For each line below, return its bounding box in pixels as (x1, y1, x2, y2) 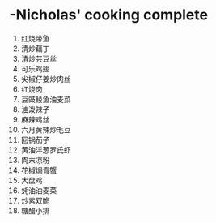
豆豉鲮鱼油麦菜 (20, 94, 71, 104)
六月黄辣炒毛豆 (20, 124, 71, 135)
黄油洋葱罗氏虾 (20, 144, 71, 155)
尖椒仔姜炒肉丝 (20, 74, 71, 84)
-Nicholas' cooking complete (9, 6, 209, 24)
